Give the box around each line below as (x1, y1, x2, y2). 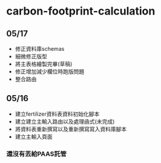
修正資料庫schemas (15, 45, 65, 52)
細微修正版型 (15, 53, 47, 60)
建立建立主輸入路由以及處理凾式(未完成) (15, 118, 115, 125)
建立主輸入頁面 (15, 133, 53, 140)
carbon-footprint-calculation (6, 4, 156, 18)
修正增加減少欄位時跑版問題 (15, 68, 85, 75)
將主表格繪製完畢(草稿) (15, 61, 73, 67)
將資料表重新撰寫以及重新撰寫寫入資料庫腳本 (15, 125, 127, 133)
